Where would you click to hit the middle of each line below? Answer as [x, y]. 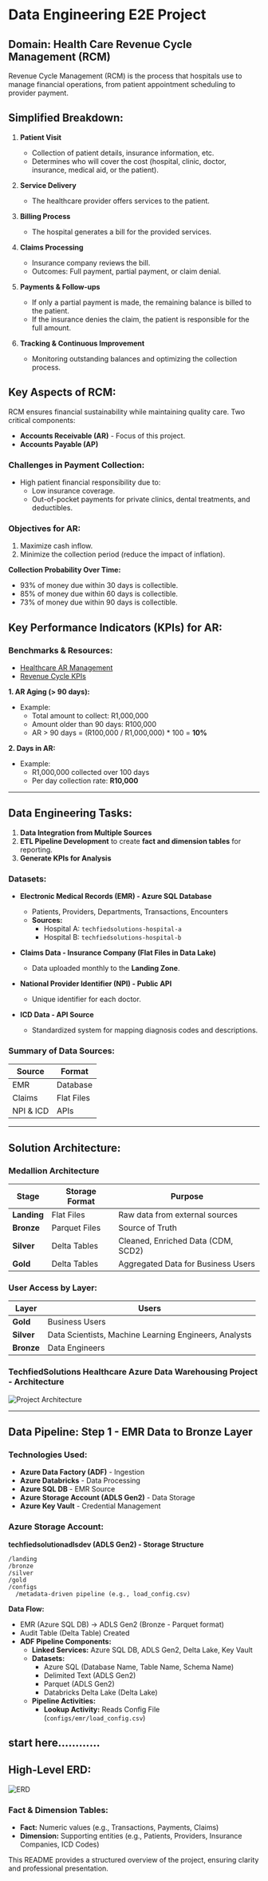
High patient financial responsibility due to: [90, 482]
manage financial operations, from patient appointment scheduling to [122, 84]
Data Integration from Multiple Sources [86, 833]
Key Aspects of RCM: [62, 392]
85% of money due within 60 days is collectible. [99, 594]
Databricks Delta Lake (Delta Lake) [100, 1692]
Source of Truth [148, 1228]
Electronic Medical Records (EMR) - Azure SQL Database [116, 897]
